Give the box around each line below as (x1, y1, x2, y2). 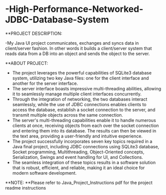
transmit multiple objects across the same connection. (12, 112, 123, 118)
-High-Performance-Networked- (5, 3, 144, 15)
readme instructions (5, 185, 46, 191)
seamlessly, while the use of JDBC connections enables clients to (12, 101, 147, 107)
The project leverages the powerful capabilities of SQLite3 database (12, 69, 152, 75)
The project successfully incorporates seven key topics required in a (12, 138, 153, 144)
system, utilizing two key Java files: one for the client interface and (12, 75, 149, 81)
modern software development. (12, 170, 77, 176)
